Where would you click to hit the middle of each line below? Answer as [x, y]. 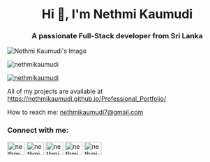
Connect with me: [38, 130]
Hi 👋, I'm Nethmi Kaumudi [117, 14]
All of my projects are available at [55, 91]
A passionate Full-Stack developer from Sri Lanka [117, 36]
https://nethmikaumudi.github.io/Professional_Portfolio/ [87, 99]
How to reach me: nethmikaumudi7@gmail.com [75, 112]
